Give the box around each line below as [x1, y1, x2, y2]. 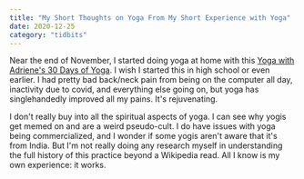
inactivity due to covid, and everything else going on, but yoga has [9, 84, 259, 95]
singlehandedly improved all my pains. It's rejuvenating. [9, 94, 218, 104]
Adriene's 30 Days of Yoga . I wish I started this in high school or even [9, 65, 270, 75]
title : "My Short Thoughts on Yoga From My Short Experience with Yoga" [9, 13, 291, 23]
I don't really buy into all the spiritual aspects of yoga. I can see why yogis [9, 111, 287, 123]
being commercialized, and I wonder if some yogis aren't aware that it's [9, 131, 278, 142]
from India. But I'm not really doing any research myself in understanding [9, 140, 283, 151]
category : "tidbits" [9, 30, 88, 39]
